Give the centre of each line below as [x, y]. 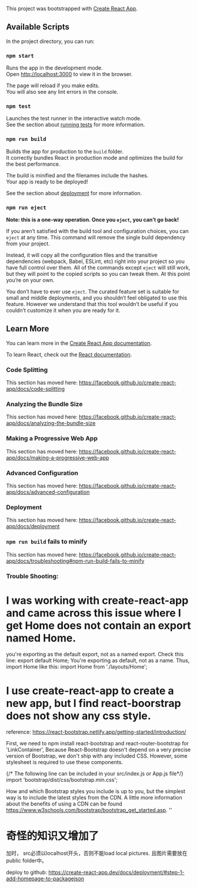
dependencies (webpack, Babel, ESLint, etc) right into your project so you [96, 261]
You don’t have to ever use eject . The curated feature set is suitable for [93, 292]
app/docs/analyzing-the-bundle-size [51, 423]
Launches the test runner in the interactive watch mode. [74, 119]
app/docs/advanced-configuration [48, 492]
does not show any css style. [79, 716]
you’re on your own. [30, 280]
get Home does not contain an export [98, 625]
